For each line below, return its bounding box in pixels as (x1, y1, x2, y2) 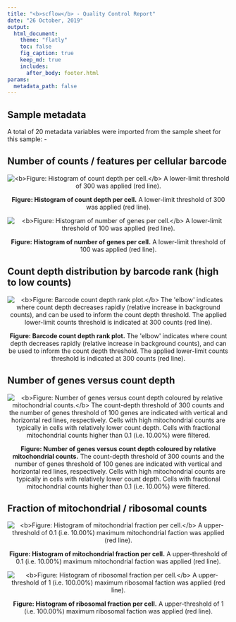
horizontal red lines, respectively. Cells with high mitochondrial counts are (11, 467, 225, 475)
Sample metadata (7, 109, 87, 121)
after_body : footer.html (25, 69, 99, 76)
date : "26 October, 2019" (7, 17, 83, 24)
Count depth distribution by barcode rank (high (7, 265, 219, 277)
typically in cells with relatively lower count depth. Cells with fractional (16, 474, 221, 483)
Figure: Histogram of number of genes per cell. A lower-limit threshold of (11, 237, 226, 246)
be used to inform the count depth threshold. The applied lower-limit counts (8, 347, 229, 355)
